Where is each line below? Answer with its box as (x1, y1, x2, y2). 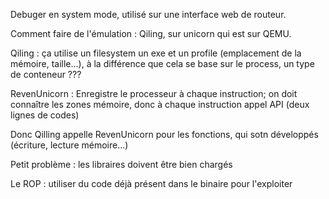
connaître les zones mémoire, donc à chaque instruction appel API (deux (10, 99, 310, 110)
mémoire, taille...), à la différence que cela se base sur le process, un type (10, 58, 315, 69)
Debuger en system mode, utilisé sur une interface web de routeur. (10, 9, 287, 20)
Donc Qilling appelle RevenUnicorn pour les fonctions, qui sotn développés (10, 129, 319, 140)
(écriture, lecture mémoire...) (10, 139, 129, 151)
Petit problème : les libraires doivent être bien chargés (10, 159, 233, 170)
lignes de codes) (10, 109, 80, 121)
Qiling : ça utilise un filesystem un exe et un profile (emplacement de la (10, 47, 302, 59)
